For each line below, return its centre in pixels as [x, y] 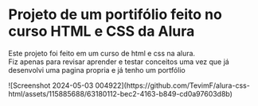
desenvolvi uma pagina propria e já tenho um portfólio [97, 70]
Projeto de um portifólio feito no [115, 15]
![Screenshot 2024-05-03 [51, 85]
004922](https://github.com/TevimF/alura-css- [173, 85]
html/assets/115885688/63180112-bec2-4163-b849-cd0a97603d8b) [121, 93]
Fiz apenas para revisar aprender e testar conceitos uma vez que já [119, 62]
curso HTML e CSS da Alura [102, 31]
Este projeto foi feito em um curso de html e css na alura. [102, 53]
